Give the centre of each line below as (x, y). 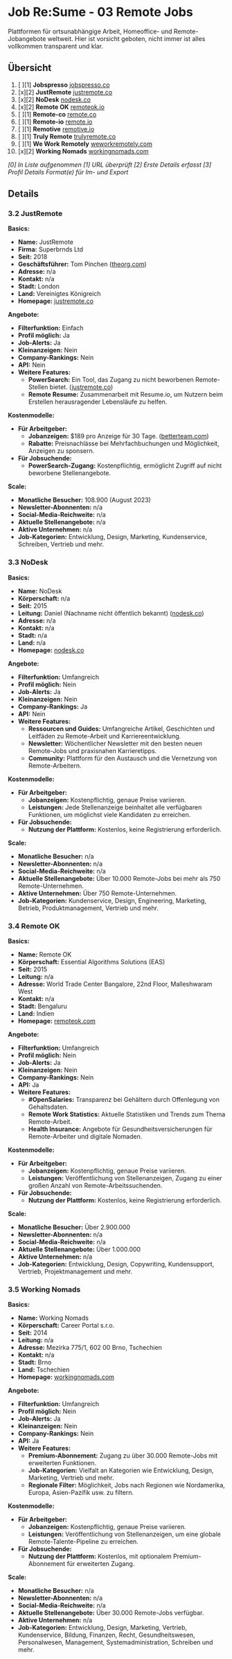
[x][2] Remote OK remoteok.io (61, 107)
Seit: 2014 (33, 1333)
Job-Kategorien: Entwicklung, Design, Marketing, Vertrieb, (102, 1628)
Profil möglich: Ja (44, 336)
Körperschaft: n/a (44, 598)
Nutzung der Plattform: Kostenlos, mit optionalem (100, 1556)
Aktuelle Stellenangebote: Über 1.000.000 (79, 1249)
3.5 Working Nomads (44, 1289)
